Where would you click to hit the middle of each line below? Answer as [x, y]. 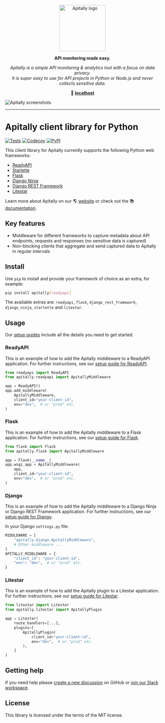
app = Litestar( [22, 619]
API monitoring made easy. [82, 58]
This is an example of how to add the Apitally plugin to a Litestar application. [82, 591]
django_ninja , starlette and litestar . [44, 308]
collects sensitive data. [82, 83]
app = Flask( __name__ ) [28, 460]
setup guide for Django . [29, 517]
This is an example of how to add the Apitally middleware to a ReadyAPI [78, 358]
